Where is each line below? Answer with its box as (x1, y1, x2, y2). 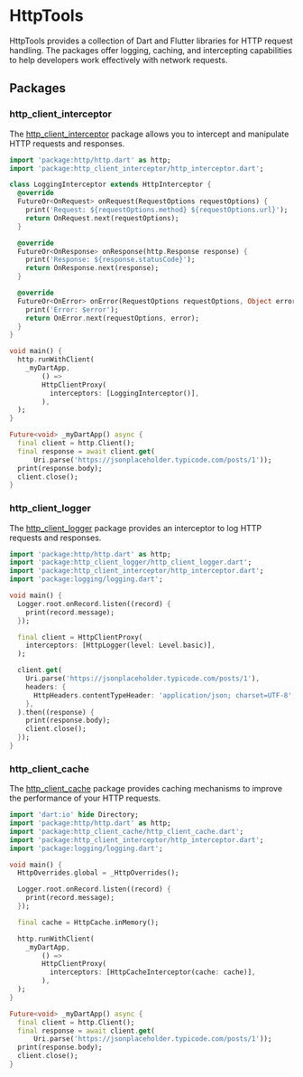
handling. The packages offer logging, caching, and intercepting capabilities (9, 44, 293, 55)
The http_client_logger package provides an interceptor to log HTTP (9, 522, 262, 533)
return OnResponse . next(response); (25, 264, 160, 273)
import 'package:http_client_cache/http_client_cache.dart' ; (9, 827, 244, 836)
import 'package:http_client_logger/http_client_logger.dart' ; (9, 557, 252, 567)
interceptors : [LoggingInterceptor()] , (49, 389, 200, 398)
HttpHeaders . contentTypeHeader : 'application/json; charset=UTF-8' (32, 690, 293, 700)
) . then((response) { (17, 707, 95, 716)
